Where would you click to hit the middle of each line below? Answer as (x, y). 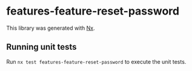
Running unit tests (41, 47)
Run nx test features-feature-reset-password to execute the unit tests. (96, 61)
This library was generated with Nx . (51, 28)
